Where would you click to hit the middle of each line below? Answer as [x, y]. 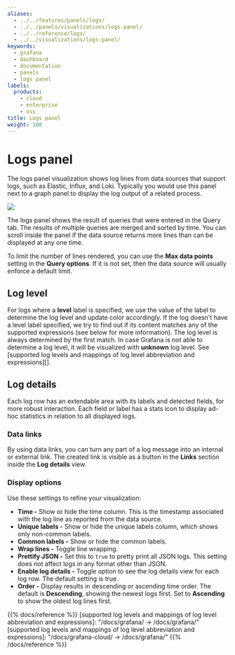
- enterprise [39, 105]
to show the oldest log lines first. [65, 601]
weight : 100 [25, 124]
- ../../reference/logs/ [50, 33]
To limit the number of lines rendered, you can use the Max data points [110, 256]
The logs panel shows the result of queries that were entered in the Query [114, 220]
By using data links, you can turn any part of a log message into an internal [115, 450]
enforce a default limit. [40, 271]
